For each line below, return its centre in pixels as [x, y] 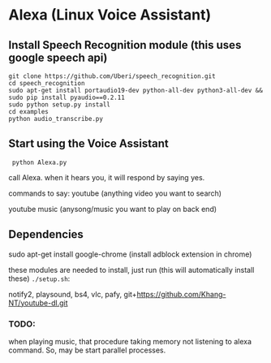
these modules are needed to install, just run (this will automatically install [131, 270]
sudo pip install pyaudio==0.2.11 [67, 97]
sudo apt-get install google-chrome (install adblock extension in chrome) [130, 254]
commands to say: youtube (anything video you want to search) [115, 193]
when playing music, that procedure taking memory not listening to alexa [130, 341]
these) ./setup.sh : [39, 279]
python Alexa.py [39, 162]
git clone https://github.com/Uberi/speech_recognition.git [112, 76]
